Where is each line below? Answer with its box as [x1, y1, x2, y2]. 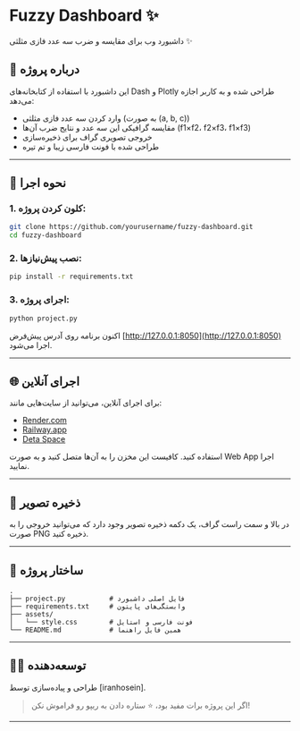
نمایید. [9, 461, 29, 472]
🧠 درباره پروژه [9, 62, 80, 77]
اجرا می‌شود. [9, 339, 53, 350]
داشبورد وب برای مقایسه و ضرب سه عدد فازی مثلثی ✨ [9, 35, 194, 46]
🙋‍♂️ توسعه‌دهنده [9, 659, 87, 674]
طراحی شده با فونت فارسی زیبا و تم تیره [21, 140, 159, 152]
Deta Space [21, 434, 66, 445]
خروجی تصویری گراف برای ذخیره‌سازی [21, 132, 154, 142]
